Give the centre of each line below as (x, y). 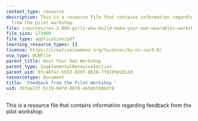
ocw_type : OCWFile (29, 55)
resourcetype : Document (35, 77)
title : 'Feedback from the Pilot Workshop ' (62, 83)
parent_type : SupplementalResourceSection (59, 66)
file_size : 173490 (29, 34)
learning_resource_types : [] (42, 45)
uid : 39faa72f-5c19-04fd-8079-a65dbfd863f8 (60, 89)
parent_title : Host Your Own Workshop (54, 61)
